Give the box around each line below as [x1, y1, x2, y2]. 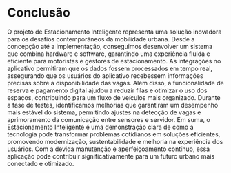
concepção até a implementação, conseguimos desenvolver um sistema [7, 42, 212, 50]
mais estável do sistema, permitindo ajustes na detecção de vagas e [7, 108, 201, 116]
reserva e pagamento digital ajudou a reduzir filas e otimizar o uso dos [7, 86, 208, 94]
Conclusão [7, 5, 70, 21]
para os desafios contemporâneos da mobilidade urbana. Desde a [7, 34, 195, 43]
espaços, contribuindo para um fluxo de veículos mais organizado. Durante [7, 93, 221, 101]
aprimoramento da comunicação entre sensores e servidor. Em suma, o [7, 115, 210, 123]
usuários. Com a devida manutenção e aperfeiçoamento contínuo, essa [7, 145, 210, 153]
